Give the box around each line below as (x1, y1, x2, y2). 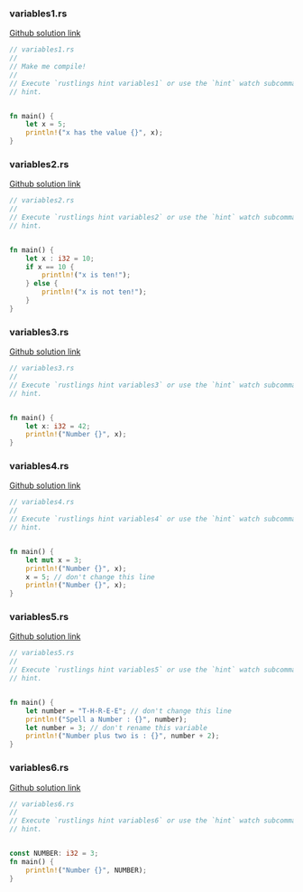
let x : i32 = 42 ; (25, 421, 91, 431)
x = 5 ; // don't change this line (25, 572, 155, 581)
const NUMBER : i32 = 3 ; (9, 849, 99, 859)
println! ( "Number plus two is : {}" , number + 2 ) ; (25, 731, 220, 741)
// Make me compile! (9, 62, 87, 71)
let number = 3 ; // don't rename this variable (25, 723, 207, 732)
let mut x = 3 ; (25, 555, 83, 565)
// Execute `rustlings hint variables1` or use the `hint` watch (9, 79, 260, 88)
